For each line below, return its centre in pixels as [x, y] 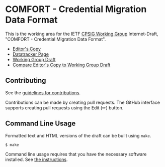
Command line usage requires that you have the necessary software [76, 154]
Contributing [26, 80]
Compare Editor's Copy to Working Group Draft [61, 65]
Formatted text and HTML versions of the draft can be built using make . [78, 135]
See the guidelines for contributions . [43, 93]
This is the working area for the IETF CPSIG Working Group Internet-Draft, [82, 34]
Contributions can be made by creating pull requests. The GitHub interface [82, 102]
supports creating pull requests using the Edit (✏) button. [64, 108]
